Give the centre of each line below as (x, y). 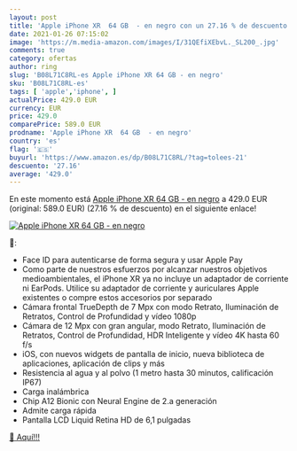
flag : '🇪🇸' (31, 149)
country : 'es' (35, 141)
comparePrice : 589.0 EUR (55, 125)
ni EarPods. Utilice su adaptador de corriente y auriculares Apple (141, 288)
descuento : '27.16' (45, 166)
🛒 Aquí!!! (25, 437)
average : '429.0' (41, 174)
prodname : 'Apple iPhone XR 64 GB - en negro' (101, 133)
